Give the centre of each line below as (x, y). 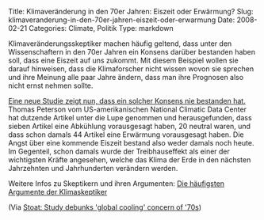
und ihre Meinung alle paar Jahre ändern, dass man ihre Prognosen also (126, 77)
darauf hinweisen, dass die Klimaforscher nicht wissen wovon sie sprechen (131, 69)
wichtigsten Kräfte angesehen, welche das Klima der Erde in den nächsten (130, 160)
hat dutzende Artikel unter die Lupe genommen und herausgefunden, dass (130, 118)
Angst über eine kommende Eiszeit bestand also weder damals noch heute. (131, 143)
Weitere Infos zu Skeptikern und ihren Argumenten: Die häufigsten (116, 184)
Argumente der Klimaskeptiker (58, 192)
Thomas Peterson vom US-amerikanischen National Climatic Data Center (128, 109)
